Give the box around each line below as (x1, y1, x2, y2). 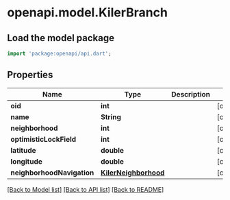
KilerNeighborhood (100, 168, 165, 177)
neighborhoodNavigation (10, 168, 94, 177)
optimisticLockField (10, 134, 77, 144)
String (100, 112, 122, 121)
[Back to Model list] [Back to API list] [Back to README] (7, 185, 164, 193)
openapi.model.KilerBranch (7, 5, 168, 21)
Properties (7, 69, 53, 81)
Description (170, 89, 211, 99)
